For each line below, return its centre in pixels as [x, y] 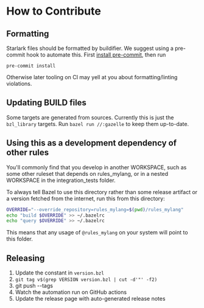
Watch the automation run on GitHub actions [71, 292]
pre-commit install [31, 66]
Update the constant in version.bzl [60, 273]
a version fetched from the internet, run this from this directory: [86, 198]
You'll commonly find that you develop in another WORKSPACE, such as [97, 167]
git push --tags [34, 286]
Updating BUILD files [47, 103]
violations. [19, 84]
